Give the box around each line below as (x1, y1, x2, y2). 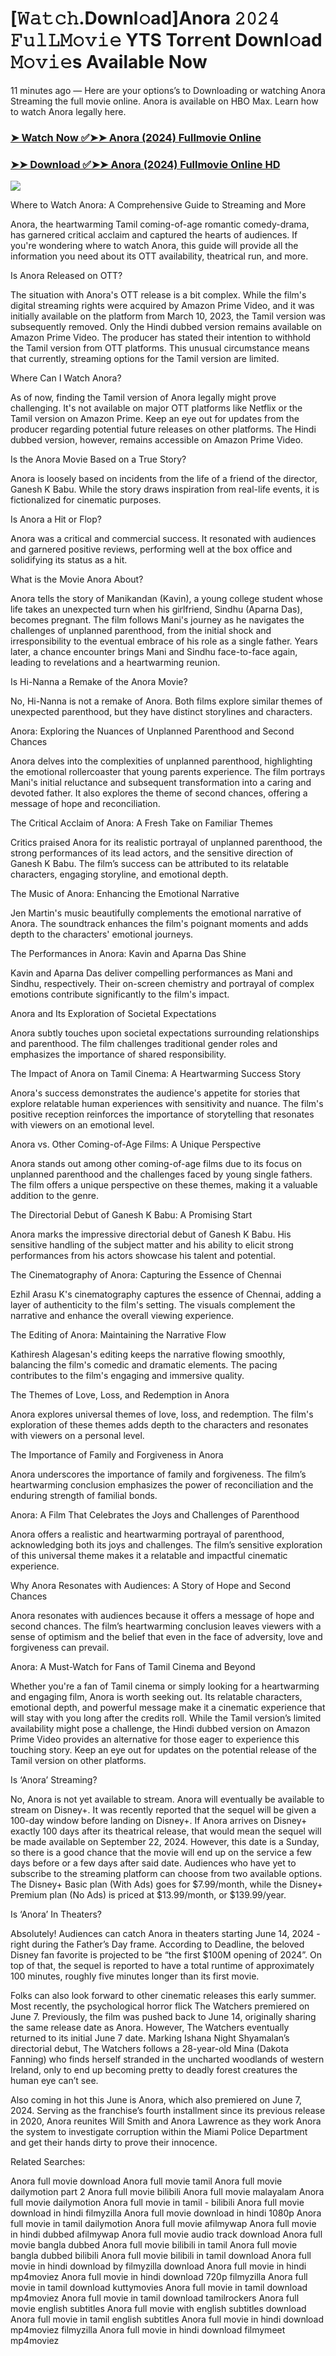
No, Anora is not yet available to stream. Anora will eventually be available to (10, 1793, 325, 1806)
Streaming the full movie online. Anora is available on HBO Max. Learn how (10, 95, 319, 107)
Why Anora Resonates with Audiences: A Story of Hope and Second (10, 1580, 292, 1592)
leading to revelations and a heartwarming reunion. (10, 657, 221, 669)
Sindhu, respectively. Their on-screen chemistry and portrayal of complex (10, 978, 315, 990)
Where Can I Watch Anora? (10, 372, 122, 384)
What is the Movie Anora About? (10, 573, 144, 586)
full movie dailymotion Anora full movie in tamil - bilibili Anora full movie (10, 2197, 305, 2209)
